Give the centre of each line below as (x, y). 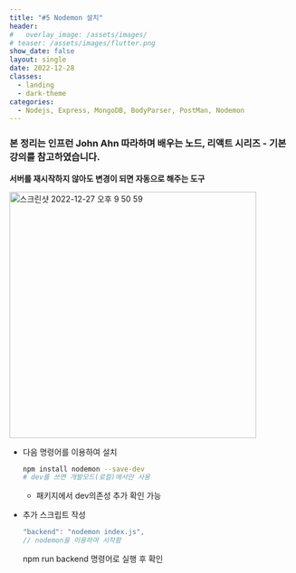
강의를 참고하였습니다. (55, 157)
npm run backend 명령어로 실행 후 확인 (93, 559)
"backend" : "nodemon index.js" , (83, 532)
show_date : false (42, 52)
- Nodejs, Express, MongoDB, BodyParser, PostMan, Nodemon (131, 110)
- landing (36, 85)
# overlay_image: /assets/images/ (78, 34)
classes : (26, 77)
